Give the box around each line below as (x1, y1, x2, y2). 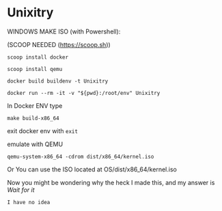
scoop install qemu (7, 66, 63, 72)
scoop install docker (7, 53, 69, 61)
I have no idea (7, 199, 51, 206)
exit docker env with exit (7, 126, 79, 135)
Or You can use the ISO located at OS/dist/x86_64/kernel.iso (7, 165, 178, 173)
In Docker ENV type (7, 101, 63, 110)
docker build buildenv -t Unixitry (7, 77, 109, 85)
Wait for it (7, 186, 36, 194)
